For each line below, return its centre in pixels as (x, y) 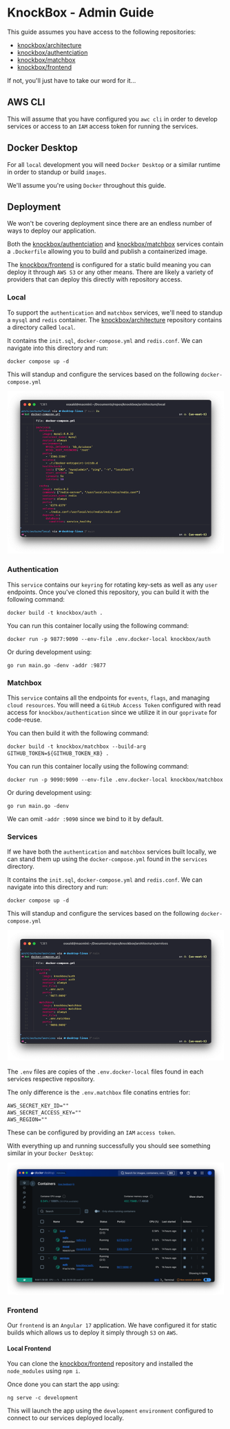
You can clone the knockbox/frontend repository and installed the (100, 1363)
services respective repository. (51, 1079)
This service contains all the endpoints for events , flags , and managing (108, 698)
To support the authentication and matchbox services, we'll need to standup (115, 313)
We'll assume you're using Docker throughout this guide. (87, 185)
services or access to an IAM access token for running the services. (103, 126)
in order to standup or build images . (57, 172)
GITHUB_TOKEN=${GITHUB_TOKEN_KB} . (58, 753)
